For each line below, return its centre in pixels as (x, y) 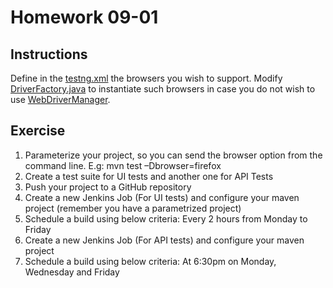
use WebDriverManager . (60, 99)
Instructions (49, 54)
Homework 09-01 (84, 17)
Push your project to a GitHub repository (108, 187)
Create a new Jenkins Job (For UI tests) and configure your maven (162, 197)
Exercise (38, 131)
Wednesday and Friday (72, 272)
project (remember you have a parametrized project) (133, 208)
